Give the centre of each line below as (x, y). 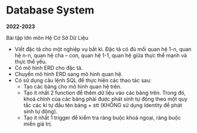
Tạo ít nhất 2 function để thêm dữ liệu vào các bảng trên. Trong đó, (105, 93)
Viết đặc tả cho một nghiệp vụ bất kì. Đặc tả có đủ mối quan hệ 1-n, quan (103, 49)
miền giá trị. (38, 124)
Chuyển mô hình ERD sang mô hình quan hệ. (69, 74)
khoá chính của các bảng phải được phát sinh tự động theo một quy (106, 99)
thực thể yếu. (31, 62)
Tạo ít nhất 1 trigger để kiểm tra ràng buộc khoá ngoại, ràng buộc (102, 117)
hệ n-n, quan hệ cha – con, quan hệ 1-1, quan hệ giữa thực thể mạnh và (101, 55)
